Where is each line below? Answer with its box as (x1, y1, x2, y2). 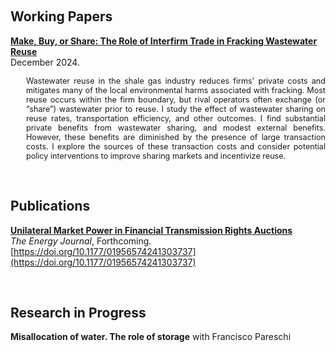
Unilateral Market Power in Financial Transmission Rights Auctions (10, 224, 293, 236)
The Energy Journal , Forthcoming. (10, 235, 152, 247)
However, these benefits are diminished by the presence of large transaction (26, 131, 326, 142)
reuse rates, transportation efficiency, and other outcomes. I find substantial (26, 113, 326, 124)
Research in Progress (10, 305, 147, 322)
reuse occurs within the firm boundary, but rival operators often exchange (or (26, 94, 326, 105)
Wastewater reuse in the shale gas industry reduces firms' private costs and (26, 75, 326, 86)
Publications (10, 198, 91, 215)
